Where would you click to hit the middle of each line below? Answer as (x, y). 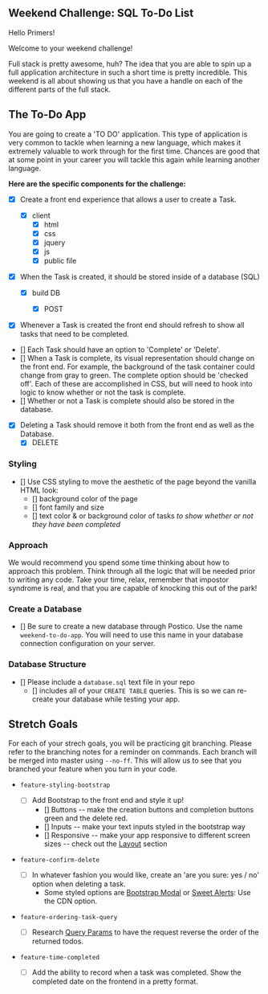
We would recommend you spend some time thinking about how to (119, 562)
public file (60, 261)
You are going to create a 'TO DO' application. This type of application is (128, 134)
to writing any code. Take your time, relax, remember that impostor (119, 580)
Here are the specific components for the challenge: (97, 183)
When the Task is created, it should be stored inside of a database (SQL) (140, 277)
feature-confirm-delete (60, 860)
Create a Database (45, 608)
